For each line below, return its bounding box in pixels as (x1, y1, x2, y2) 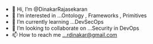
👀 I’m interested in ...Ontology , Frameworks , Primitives (11, 12, 147, 19)
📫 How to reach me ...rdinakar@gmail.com (11, 32, 117, 38)
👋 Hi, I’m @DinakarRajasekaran (11, 6, 88, 12)
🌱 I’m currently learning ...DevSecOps (11, 18, 104, 25)
